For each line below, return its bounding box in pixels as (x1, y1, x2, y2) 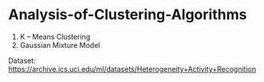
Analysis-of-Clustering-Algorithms (8, 6, 247, 24)
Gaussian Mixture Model (19, 40, 100, 49)
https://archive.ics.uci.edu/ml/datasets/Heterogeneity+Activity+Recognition (8, 64, 257, 73)
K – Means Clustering (19, 32, 91, 41)
